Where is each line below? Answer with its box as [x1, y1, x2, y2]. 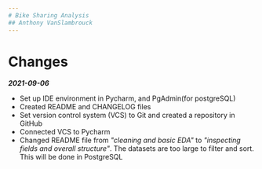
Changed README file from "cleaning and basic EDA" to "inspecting [19, 135, 241, 145]
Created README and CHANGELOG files [19, 102, 151, 112]
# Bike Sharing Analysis [8, 11, 89, 20]
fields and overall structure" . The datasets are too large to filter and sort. [19, 144, 255, 153]
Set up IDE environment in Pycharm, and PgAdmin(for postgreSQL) [19, 94, 236, 103]
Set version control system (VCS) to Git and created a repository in [19, 111, 235, 120]
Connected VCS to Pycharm [19, 127, 111, 137]
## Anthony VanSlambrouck [8, 19, 93, 27]
